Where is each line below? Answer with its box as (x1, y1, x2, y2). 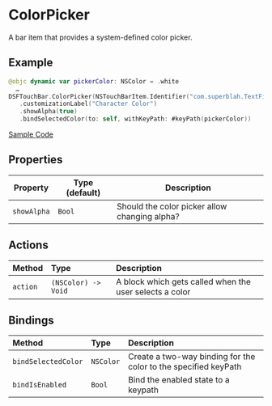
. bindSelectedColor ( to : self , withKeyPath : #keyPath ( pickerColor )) (19, 115, 252, 123)
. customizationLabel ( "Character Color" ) (19, 99, 158, 108)
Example (8, 56, 53, 70)
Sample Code (8, 129, 54, 139)
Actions (8, 239, 49, 252)
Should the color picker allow (116, 201, 227, 212)
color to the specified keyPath (128, 362, 242, 373)
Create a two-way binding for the (128, 351, 256, 362)
